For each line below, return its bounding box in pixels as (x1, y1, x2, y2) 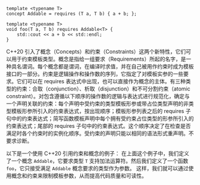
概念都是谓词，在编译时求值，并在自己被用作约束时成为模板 (47, 63, 194, 70)
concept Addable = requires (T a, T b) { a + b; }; (6, 11, 137, 17)
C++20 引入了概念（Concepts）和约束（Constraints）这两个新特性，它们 (6, 48, 186, 55)
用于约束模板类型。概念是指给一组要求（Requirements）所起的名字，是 (11, 55, 186, 62)
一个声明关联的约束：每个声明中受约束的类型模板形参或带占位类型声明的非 (6, 100, 189, 107)
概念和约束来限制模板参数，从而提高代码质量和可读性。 (11, 173, 147, 179)
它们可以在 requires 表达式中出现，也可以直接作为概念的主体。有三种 (16, 78, 186, 84)
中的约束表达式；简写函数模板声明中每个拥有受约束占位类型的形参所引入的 (11, 115, 194, 122)
